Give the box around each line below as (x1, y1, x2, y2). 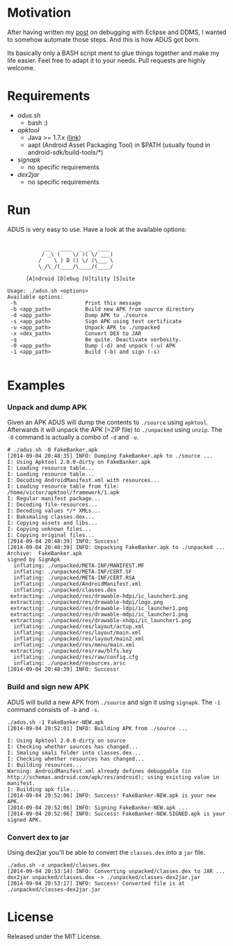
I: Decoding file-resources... (7, 502, 98, 509)
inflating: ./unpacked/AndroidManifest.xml (13, 580, 141, 588)
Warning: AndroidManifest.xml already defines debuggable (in (7, 768, 191, 775)
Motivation (7, 5, 72, 21)
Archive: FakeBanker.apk (7, 550, 82, 557)
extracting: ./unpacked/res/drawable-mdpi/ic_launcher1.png (10, 611, 188, 618)
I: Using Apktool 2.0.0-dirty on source (7, 737, 127, 744)
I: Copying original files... (7, 532, 95, 539)
